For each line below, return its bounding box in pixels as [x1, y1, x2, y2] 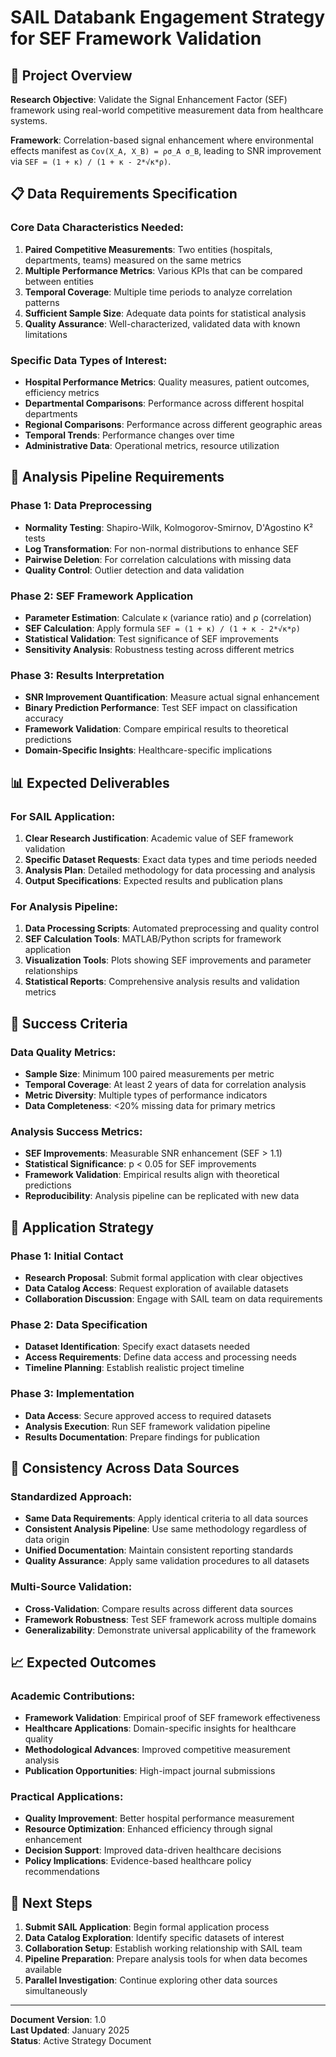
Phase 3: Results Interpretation [10, 668, 165, 682]
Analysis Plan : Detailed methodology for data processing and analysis [24, 864, 316, 876]
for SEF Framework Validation [10, 27, 262, 50]
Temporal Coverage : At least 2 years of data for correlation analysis [24, 1078, 307, 1090]
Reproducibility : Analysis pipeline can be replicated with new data [24, 1190, 300, 1202]
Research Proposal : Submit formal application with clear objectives [24, 1271, 303, 1283]
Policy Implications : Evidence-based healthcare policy [24, 1855, 252, 1867]
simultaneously [24, 1985, 88, 1997]
